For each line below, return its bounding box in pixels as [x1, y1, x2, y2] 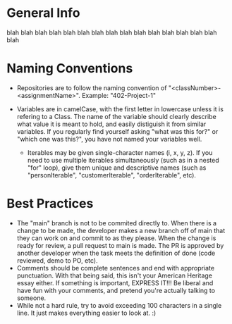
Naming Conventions [6, 61, 133, 77]
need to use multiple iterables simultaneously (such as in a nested [27, 156, 219, 164]
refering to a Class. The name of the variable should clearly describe [16, 112, 216, 120]
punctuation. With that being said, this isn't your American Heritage [16, 271, 213, 280]
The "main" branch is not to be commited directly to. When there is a [16, 218, 216, 227]
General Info [6, 5, 80, 21]
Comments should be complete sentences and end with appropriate [16, 263, 215, 272]
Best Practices [6, 196, 94, 212]
